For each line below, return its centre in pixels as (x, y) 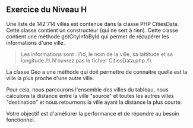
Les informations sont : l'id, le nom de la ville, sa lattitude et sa (97, 54)
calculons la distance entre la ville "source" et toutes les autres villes (90, 96)
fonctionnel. (21, 120)
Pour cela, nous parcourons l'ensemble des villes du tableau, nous (88, 89)
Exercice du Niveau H (47, 10)
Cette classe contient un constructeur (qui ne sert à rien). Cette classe (92, 30)
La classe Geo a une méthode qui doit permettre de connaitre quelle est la (97, 72)
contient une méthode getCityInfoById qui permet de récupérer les (88, 36)
